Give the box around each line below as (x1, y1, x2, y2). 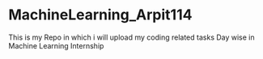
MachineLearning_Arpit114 (8, 6, 193, 24)
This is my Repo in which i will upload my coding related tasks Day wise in (8, 32, 255, 42)
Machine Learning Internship (8, 40, 104, 50)
